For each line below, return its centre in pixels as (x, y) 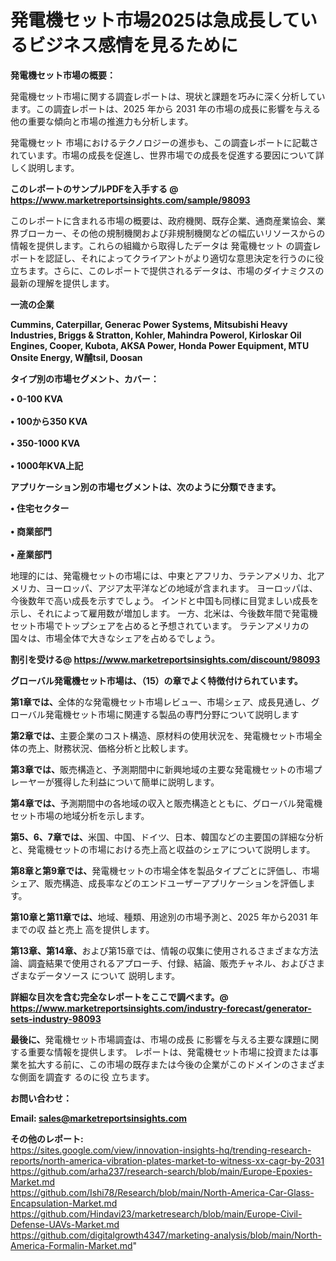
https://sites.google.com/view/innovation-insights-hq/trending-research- (161, 1150)
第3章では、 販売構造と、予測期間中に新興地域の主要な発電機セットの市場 (162, 769)
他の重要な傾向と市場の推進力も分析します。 (102, 121)
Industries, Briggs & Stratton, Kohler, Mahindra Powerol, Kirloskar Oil (156, 335)
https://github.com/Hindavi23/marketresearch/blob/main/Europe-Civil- (156, 1213)
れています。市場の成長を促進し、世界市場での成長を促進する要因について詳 (167, 155)
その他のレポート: (47, 1138)
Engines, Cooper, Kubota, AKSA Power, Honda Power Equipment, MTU (160, 345)
